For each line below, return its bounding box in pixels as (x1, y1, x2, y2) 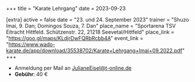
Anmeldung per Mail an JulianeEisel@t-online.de (14, 65, 132, 72)
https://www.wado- (8, 41, 55, 48)
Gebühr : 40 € (14, 71, 48, 77)
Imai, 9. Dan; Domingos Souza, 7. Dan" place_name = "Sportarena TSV (6, 23, 176, 29)
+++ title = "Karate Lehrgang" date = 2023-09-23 (6, 5, 126, 12)
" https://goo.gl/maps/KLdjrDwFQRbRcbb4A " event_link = (6, 35, 144, 41)
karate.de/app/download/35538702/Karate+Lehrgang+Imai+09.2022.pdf (6, 47, 183, 54)
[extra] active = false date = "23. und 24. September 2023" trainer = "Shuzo (6, 16, 189, 23)
